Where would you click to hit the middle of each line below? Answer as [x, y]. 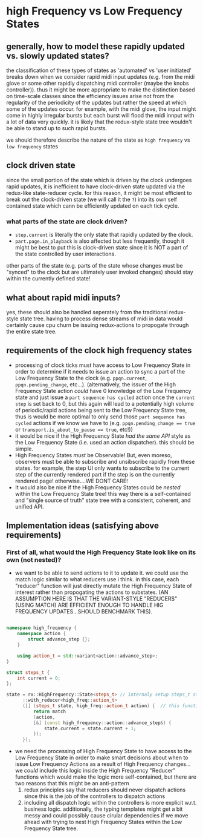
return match [50, 711]
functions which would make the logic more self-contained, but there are [105, 777]
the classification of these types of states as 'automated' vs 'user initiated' [99, 70]
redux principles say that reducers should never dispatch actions [105, 790]
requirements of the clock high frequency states [99, 350]
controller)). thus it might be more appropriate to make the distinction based [101, 90]
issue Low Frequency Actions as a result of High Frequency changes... [103, 764]
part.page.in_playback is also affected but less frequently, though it [100, 241]
